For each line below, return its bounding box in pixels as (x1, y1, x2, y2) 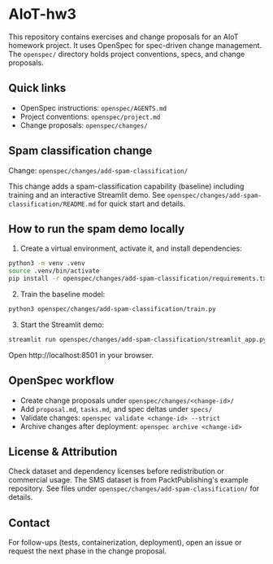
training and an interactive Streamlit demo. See (8, 190, 166, 199)
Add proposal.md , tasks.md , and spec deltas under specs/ (19, 404, 213, 413)
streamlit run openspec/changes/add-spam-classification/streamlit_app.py (8, 335, 267, 343)
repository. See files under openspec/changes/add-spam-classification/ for (8, 483, 260, 493)
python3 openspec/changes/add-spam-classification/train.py (8, 305, 217, 313)
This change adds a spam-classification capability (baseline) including (8, 181, 245, 191)
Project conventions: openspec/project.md (19, 111, 161, 121)
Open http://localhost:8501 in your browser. (8, 350, 154, 360)
